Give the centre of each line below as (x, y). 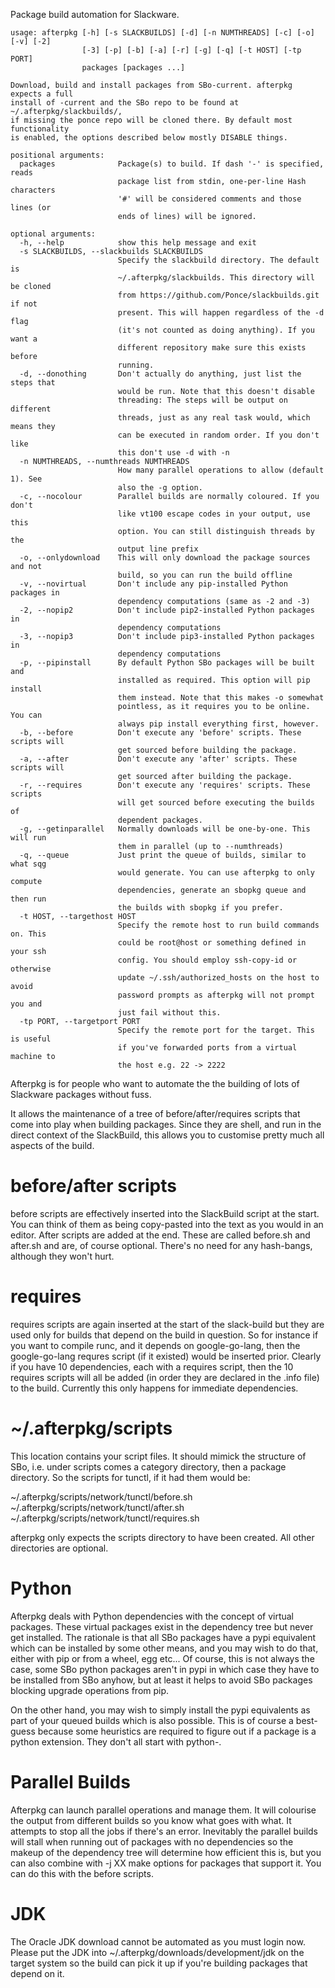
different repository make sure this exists (212, 348)
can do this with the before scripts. (82, 1873)
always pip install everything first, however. (218, 724)
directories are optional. (59, 1548)
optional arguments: (53, 234)
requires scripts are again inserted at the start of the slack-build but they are (167, 1324)
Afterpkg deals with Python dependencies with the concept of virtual (152, 1616)
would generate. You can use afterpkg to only (216, 873)
